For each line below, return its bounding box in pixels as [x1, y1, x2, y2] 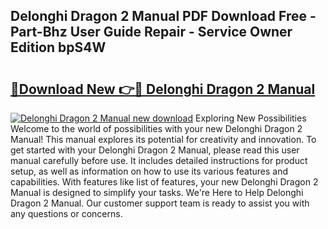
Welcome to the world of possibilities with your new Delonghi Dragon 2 [10, 123, 303, 134]
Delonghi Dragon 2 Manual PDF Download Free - [10, 8, 317, 25]
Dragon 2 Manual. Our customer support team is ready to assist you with [10, 197, 310, 209]
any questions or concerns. [10, 208, 123, 219]
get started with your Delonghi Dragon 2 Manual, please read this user [10, 144, 300, 156]
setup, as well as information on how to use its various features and [10, 165, 289, 177]
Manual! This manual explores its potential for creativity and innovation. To [10, 134, 317, 145]
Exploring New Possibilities [194, 112, 307, 124]
